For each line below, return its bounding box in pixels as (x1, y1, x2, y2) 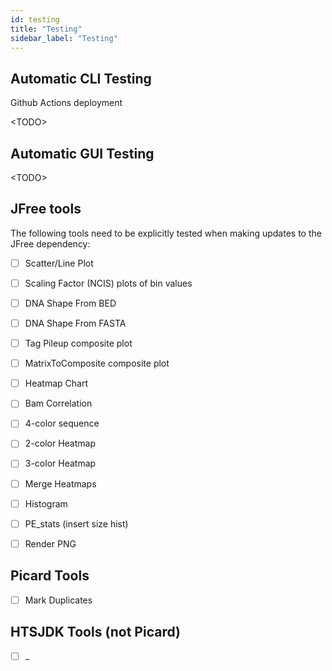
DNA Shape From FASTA (24, 317, 127, 329)
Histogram (24, 497, 68, 510)
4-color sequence (24, 417, 100, 430)
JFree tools (10, 201, 82, 218)
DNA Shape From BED (24, 297, 117, 309)
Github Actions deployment (10, 97, 123, 109)
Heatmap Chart (24, 377, 88, 390)
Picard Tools (10, 567, 90, 585)
